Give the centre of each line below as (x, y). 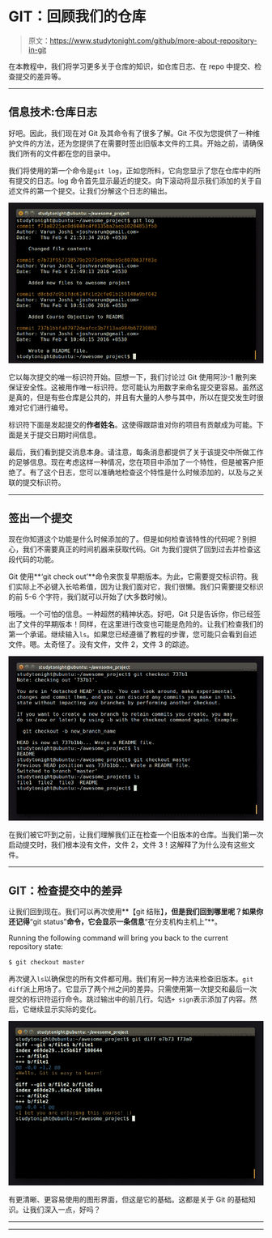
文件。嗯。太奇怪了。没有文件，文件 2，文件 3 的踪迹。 (101, 645)
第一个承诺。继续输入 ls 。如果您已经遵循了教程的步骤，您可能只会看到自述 (133, 634)
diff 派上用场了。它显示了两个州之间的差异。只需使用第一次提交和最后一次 (133, 989)
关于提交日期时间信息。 (62, 435)
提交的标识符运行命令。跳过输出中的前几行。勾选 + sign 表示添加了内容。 (129, 999)
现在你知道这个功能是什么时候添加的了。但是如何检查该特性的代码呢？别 (129, 539)
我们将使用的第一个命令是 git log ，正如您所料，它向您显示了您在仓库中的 (131, 170)
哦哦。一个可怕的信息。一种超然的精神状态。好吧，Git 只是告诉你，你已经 (131, 614)
